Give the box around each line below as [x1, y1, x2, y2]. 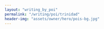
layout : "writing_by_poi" [4, 7, 58, 12]
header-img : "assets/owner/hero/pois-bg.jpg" [4, 16, 100, 21]
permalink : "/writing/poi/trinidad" [4, 12, 80, 17]
